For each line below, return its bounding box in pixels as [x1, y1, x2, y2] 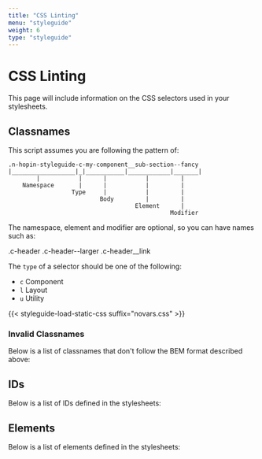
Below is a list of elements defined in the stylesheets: [8, 442, 181, 451]
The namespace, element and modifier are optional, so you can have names [8, 223, 254, 232]
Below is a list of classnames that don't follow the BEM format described [8, 346, 243, 356]
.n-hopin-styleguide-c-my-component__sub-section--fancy [8, 161, 199, 168]
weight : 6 [8, 26, 41, 34]
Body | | [99, 195, 185, 203]
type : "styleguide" [8, 33, 72, 42]
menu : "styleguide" [8, 19, 72, 27]
